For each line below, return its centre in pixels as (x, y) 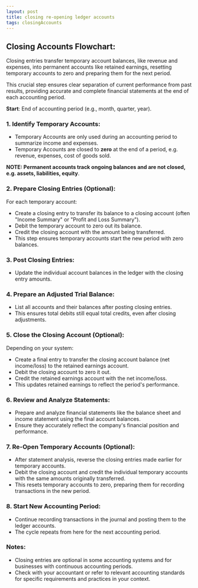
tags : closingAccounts (34, 22)
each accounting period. (36, 98)
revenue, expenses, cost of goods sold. (63, 156)
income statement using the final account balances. (77, 419)
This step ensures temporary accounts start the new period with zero (99, 238)
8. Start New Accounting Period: (53, 506)
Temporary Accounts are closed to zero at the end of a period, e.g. (96, 150)
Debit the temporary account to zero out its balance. (78, 226)
